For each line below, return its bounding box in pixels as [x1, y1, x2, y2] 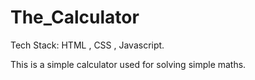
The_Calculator [10, 6, 140, 29]
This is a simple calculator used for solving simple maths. [10, 58, 247, 70]
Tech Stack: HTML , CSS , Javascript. [10, 39, 165, 51]
